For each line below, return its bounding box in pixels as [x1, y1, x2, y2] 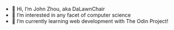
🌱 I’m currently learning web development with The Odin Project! [11, 18, 169, 24]
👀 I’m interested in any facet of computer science [11, 12, 131, 18]
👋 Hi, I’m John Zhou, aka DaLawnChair [11, 6, 105, 12]
